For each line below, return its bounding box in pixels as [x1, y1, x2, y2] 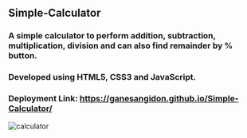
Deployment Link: [8, 93, 78, 104]
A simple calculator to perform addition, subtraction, [8, 30, 217, 41]
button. [8, 50, 37, 61]
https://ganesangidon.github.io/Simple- [79, 93, 239, 104]
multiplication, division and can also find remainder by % [8, 40, 233, 51]
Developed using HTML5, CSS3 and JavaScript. [8, 72, 197, 83]
